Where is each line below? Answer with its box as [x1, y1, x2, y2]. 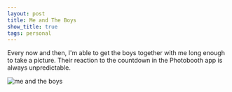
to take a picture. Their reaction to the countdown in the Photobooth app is [7, 56, 223, 65]
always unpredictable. [7, 63, 71, 72]
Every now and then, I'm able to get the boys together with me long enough [7, 49, 226, 57]
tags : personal [7, 29, 52, 37]
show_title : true [7, 23, 58, 30]
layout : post [7, 10, 46, 17]
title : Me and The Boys [7, 17, 77, 24]
